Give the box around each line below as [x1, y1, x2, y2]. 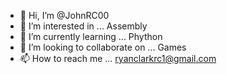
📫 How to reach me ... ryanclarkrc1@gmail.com [19, 53, 217, 64]
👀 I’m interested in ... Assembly [19, 20, 148, 32]
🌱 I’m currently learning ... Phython [19, 31, 163, 42]
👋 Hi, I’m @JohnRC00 [19, 10, 110, 21]
